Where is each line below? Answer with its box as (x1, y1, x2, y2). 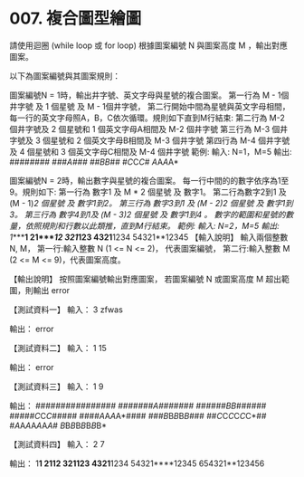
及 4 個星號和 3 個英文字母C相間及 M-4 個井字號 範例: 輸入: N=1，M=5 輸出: (9, 146, 292, 157)
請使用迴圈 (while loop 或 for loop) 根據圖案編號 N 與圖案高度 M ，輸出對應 (9, 40, 288, 51)
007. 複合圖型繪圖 (9, 8, 142, 29)
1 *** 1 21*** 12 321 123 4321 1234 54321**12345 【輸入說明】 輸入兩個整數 (9, 232, 289, 243)
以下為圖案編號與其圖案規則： (9, 70, 120, 81)
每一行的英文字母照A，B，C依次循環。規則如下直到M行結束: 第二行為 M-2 (9, 112, 285, 123)
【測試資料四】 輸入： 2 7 (9, 438, 106, 449)
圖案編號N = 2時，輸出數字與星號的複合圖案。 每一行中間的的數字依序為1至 (9, 175, 290, 186)
